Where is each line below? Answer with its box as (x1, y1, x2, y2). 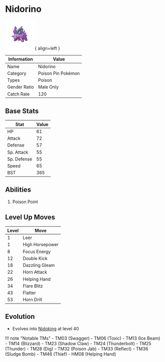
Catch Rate (7, 91, 30, 97)
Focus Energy (23, 249, 51, 255)
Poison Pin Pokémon (38, 70, 80, 76)
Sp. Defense (7, 156, 33, 162)
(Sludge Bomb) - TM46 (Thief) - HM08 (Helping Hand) (5, 351, 117, 357)
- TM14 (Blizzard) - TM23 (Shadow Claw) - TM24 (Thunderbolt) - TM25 (5, 340, 152, 346)
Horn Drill (23, 297, 42, 303)
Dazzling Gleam (23, 262, 55, 268)
